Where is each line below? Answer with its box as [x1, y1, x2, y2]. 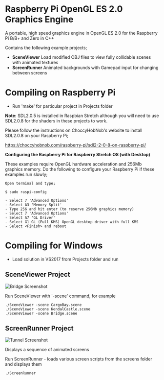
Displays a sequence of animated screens [5, 347, 89, 353]
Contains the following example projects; [5, 45, 87, 50]
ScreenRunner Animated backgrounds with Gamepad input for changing [12, 65, 159, 71]
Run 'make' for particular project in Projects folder [12, 103, 113, 109]
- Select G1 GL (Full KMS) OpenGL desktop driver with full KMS [5, 219, 139, 224]
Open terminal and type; [5, 181, 56, 186]
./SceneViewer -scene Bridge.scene [5, 311, 78, 316]
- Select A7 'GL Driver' [5, 215, 56, 220]
